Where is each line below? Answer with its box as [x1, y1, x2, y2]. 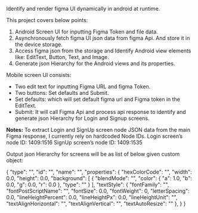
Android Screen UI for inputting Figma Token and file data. [14, 28, 158, 35]
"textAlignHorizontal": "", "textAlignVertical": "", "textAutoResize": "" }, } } [6, 200, 186, 207]
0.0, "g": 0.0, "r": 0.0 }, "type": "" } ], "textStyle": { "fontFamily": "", [6, 181, 169, 188]
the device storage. [14, 41, 63, 48]
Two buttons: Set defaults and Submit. [14, 89, 109, 96]
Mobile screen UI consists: [6, 72, 72, 78]
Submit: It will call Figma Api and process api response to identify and [14, 109, 186, 115]
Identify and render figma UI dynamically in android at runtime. [6, 5, 160, 12]
